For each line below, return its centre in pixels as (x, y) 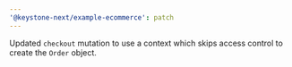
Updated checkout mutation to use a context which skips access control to (146, 43)
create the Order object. (53, 52)
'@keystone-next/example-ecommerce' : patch (92, 17)
